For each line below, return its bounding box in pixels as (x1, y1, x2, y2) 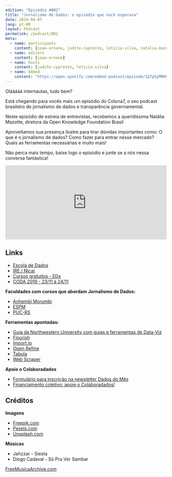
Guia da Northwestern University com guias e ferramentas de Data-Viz (12, 329, 162, 335)
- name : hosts (10, 60, 40, 65)
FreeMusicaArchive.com (5, 466, 57, 472)
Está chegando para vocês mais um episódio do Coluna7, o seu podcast (5, 98, 158, 104)
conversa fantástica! (5, 155, 49, 161)
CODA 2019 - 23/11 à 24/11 (12, 278, 69, 285)
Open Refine (12, 345, 39, 351)
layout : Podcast (5, 27, 40, 32)
